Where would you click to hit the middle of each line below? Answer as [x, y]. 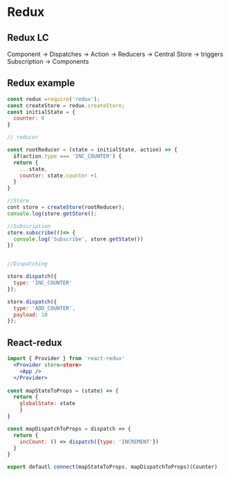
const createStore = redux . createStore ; [66, 105]
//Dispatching [28, 264]
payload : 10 [31, 315]
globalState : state [48, 404]
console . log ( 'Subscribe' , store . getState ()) [78, 239]
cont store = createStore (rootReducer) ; [66, 207]
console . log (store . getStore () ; [52, 214]
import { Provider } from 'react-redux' [66, 359]
